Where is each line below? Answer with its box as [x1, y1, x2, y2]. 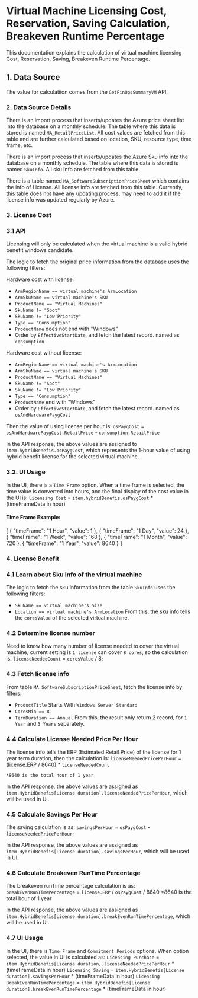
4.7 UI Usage [6, 934, 44, 942]
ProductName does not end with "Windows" [14, 325, 118, 333]
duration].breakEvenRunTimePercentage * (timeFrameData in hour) [6, 985, 167, 992]
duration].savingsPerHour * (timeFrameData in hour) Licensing [6, 973, 160, 980]
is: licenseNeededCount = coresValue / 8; [6, 655, 103, 662]
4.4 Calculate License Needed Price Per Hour [6, 735, 139, 743]
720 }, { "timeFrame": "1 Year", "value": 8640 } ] [6, 540, 122, 547]
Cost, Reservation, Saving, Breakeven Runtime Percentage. [6, 55, 150, 62]
